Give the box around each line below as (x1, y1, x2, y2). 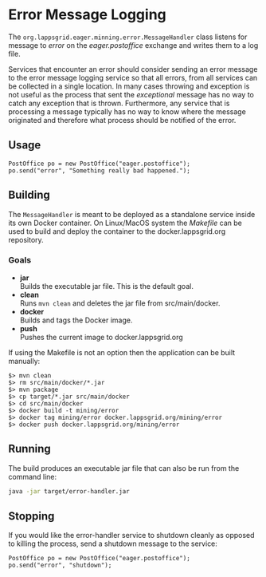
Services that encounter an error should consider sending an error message (8, 64, 258, 73)
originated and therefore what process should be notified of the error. (8, 115, 237, 124)
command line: (8, 472, 57, 481)
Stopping (8, 509, 55, 523)
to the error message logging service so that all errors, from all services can (8, 73, 258, 82)
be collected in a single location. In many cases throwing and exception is (8, 81, 250, 91)
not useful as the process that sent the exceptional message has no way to (8, 89, 255, 99)
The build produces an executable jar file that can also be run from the (8, 463, 240, 472)
